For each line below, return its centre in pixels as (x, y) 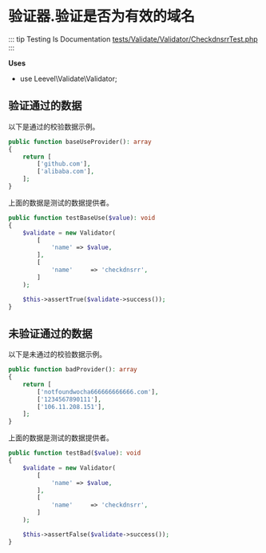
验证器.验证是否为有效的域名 (102, 16)
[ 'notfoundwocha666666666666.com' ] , (98, 392)
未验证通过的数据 (50, 333)
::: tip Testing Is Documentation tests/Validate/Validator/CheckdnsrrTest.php (133, 39)
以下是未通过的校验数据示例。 (57, 355)
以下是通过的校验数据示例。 (54, 126)
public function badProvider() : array (73, 370)
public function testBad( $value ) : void (75, 453)
